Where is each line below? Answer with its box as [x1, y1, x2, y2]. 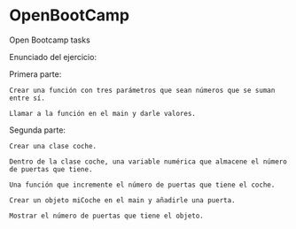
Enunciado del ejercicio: [9, 51, 97, 62]
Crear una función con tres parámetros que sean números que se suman [9, 86, 276, 95]
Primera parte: [9, 68, 62, 80]
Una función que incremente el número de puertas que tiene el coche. [9, 180, 276, 189]
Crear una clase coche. [9, 141, 97, 150]
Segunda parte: [9, 125, 66, 135]
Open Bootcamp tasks [9, 34, 90, 45]
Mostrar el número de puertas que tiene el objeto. [9, 211, 204, 220]
